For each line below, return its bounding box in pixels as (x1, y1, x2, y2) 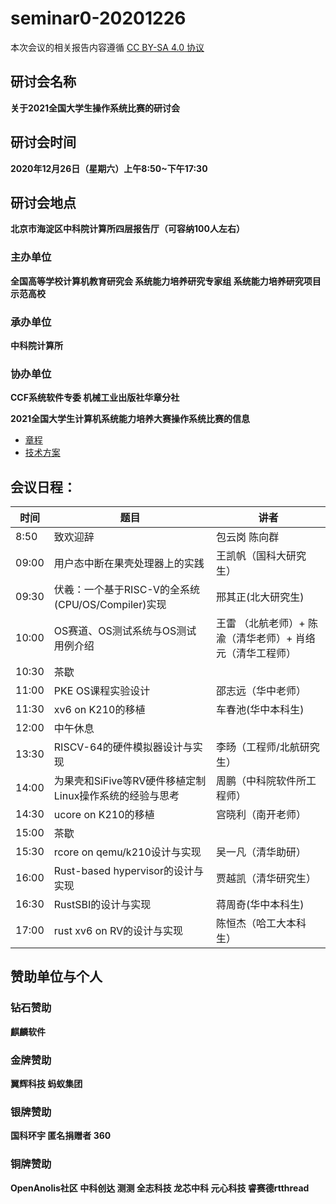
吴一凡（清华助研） (215, 845, 307, 859)
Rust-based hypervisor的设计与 (53, 864, 204, 878)
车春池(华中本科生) (215, 703, 305, 717)
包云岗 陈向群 (215, 530, 280, 544)
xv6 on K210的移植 (53, 703, 146, 717)
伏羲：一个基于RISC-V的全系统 (53, 583, 200, 597)
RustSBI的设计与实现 (53, 898, 152, 912)
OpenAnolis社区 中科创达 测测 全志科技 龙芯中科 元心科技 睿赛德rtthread (10, 1182, 310, 1194)
